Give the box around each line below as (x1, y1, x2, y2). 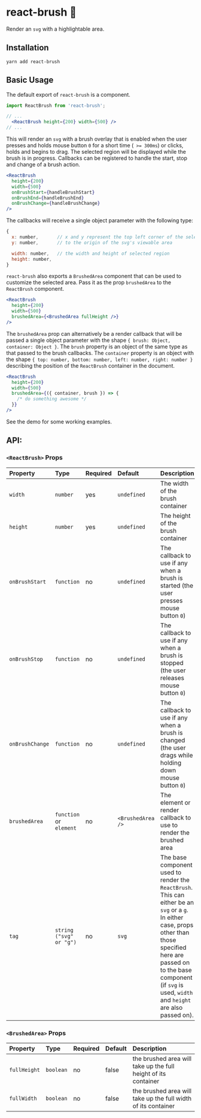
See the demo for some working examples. (6, 418, 112, 425)
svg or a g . (160, 905, 188, 914)
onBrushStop (9, 655, 44, 663)
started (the (160, 581, 193, 589)
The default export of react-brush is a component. (6, 91, 130, 98)
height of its (132, 1069, 166, 1078)
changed (160, 736, 185, 744)
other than (160, 928, 190, 937)
